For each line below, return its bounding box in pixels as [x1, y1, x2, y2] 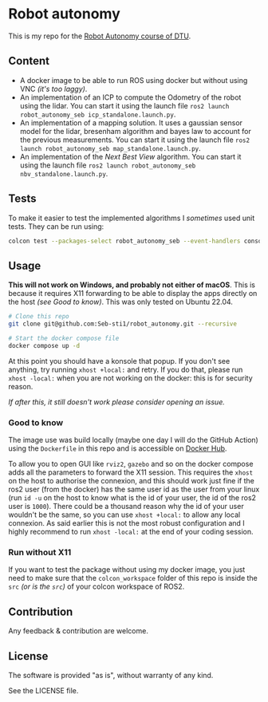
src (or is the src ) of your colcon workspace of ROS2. [8, 582, 185, 591]
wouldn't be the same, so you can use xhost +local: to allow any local [8, 510, 241, 519]
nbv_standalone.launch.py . [19, 168, 108, 178]
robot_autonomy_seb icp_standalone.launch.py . [19, 109, 176, 119]
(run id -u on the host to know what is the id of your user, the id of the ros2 [8, 493, 257, 503]
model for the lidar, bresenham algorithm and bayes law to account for [19, 126, 251, 136]
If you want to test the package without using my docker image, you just [8, 565, 246, 574]
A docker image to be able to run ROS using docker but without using [19, 75, 248, 85]
